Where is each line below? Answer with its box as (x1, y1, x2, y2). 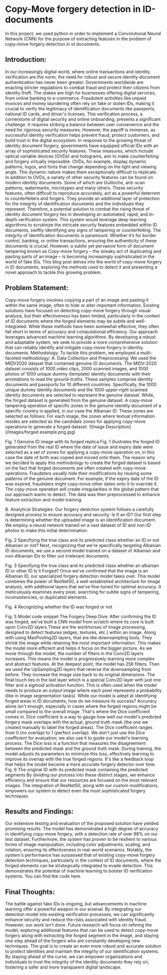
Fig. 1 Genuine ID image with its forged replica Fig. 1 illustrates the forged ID (5, 438, 160, 444)
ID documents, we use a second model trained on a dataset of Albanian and (5, 548, 161, 554)
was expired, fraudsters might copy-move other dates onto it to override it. (5, 481, 158, 487)
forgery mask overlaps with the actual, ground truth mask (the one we (5, 719, 148, 725)
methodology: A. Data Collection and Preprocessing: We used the (22, 355, 157, 361)
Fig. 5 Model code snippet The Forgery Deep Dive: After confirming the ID (5, 613, 157, 619)
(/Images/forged (5, 429, 39, 435)
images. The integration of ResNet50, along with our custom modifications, (5, 782, 159, 788)
